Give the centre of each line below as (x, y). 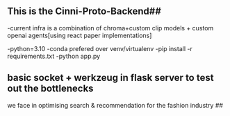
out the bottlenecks (50, 89)
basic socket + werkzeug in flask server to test (110, 78)
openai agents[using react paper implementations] (80, 35)
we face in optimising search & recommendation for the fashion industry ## (115, 105)
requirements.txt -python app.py (54, 56)
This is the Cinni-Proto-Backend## (84, 11)
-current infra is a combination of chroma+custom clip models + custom (110, 28)
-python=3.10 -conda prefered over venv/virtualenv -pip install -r (100, 48)
